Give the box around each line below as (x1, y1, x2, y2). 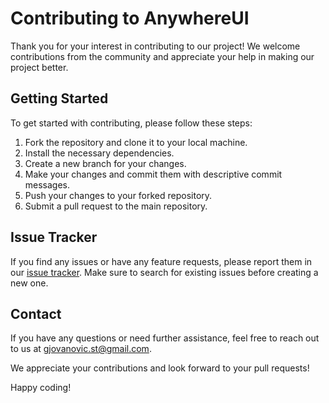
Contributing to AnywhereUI (10, 7, 250, 30)
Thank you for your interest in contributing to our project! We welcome (10, 40, 301, 52)
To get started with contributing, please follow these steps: (10, 117, 253, 129)
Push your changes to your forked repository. (24, 189, 213, 201)
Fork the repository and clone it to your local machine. (24, 136, 248, 148)
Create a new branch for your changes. (24, 157, 187, 169)
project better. (10, 61, 69, 73)
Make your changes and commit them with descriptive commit (24, 168, 283, 180)
